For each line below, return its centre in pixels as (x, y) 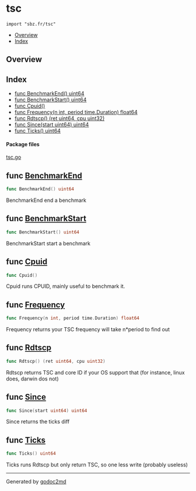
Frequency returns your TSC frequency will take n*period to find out (88, 329)
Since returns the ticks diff (38, 422)
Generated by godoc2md (36, 482)
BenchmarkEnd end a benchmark (46, 200)
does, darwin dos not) (33, 379)
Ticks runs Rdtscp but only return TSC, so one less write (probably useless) (97, 465)
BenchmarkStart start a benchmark (48, 243)
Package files (23, 144)
